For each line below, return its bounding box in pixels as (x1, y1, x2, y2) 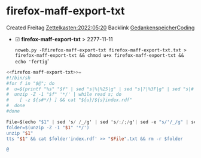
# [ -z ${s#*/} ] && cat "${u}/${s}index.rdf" (6, 97, 133, 103)
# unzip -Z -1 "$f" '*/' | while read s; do (6, 92, 121, 98)
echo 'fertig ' (14, 57, 49, 65)
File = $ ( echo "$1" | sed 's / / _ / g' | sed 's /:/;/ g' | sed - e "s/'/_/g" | (6, 118, 189, 125)
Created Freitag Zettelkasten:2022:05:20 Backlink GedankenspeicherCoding (6, 24, 195, 31)
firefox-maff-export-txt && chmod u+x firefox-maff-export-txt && (14, 52, 184, 58)
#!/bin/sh (6, 75, 31, 81)
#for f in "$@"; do (6, 80, 55, 86)
